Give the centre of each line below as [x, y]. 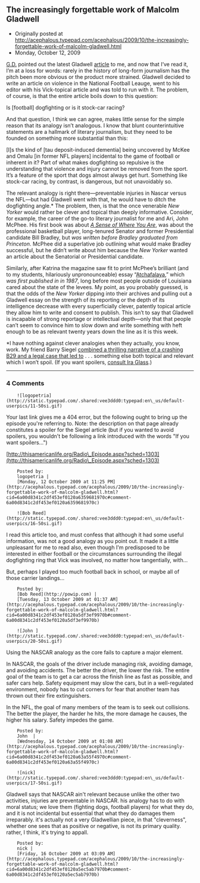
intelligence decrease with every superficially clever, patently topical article [99, 306]
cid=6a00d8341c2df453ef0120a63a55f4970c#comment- [69, 757]
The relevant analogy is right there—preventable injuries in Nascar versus [96, 193]
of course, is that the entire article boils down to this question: [82, 96]
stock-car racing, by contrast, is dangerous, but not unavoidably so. [89, 181]
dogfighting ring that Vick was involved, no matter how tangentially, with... [97, 560]
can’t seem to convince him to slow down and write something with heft [94, 325]
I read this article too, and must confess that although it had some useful [95, 535]
